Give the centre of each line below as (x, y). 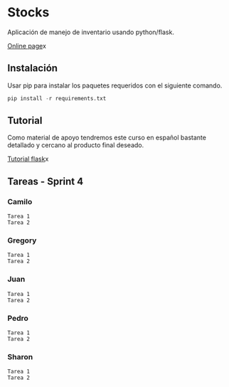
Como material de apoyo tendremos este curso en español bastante (107, 138)
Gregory (22, 240)
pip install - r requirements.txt (57, 98)
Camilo (20, 201)
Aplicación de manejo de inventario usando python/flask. (91, 32)
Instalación (33, 68)
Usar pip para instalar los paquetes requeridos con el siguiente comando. (115, 85)
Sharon (20, 356)
